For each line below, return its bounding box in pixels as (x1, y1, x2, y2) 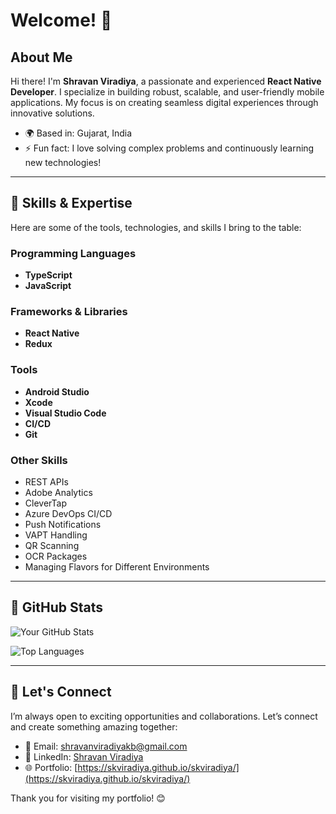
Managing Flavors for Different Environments (24, 561, 210, 573)
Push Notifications (24, 519, 102, 530)
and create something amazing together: (10, 720, 178, 733)
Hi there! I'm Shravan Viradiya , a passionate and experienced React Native (10, 75, 322, 87)
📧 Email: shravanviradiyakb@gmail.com (24, 740, 188, 752)
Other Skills (10, 453, 68, 467)
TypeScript (24, 269, 73, 281)
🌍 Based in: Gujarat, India (24, 127, 133, 139)
